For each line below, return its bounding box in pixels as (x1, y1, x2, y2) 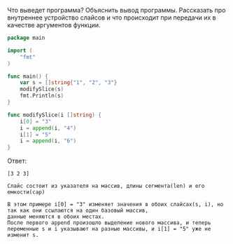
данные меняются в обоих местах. (7, 213, 105, 220)
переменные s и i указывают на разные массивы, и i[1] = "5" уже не (7, 226, 211, 233)
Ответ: (7, 157, 27, 165)
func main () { (7, 73, 49, 80)
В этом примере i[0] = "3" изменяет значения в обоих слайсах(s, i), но (7, 201, 224, 208)
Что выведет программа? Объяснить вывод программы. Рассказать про (7, 6, 226, 14)
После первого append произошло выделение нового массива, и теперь (7, 219, 211, 226)
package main (7, 34, 45, 41)
